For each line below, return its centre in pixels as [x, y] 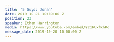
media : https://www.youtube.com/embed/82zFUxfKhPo [57, 28]
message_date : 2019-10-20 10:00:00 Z [43, 32]
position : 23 [18, 18]
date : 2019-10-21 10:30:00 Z [34, 14]
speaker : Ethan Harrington [32, 23]
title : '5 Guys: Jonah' [29, 9]
